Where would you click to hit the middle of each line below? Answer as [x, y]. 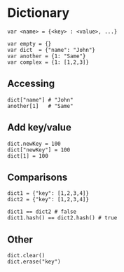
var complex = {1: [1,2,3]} [48, 62]
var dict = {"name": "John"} [51, 50]
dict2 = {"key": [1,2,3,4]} [48, 200]
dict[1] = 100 [28, 156]
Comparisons [37, 177]
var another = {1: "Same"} [47, 56]
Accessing [31, 84]
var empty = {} [29, 43]
